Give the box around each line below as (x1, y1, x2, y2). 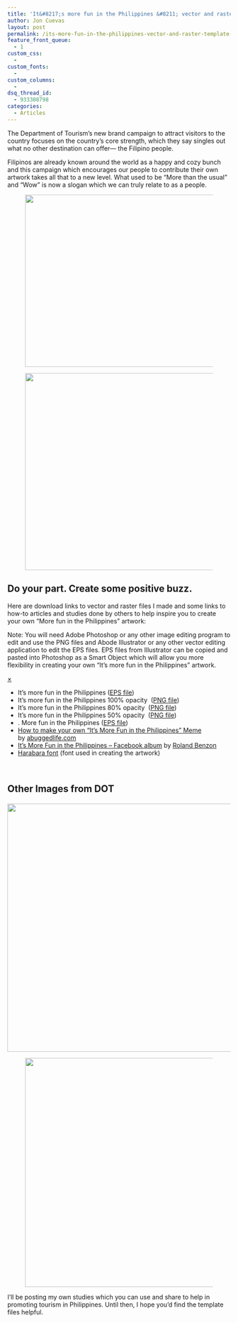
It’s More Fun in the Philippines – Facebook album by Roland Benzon (17, 741, 217, 749)
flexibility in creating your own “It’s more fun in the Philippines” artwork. (7, 660, 217, 669)
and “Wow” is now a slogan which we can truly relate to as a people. (7, 180, 208, 189)
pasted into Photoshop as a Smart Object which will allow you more (7, 653, 204, 661)
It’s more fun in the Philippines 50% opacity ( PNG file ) (17, 711, 177, 719)
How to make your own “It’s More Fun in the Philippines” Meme (17, 726, 202, 734)
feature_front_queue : (7, 37, 72, 44)
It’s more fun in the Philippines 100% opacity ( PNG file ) (17, 695, 180, 704)
